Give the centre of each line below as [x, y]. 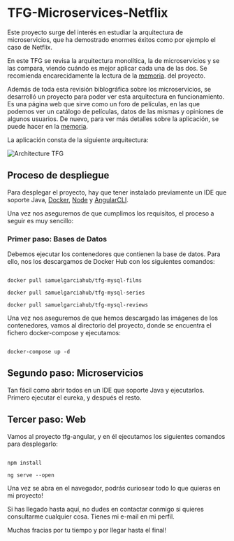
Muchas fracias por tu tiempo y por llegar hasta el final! [87, 530]
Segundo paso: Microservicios [75, 373]
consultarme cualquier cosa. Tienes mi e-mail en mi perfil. [91, 517]
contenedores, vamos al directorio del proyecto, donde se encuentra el [109, 325]
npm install [24, 463]
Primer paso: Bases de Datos [57, 239]
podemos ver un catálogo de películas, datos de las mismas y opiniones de [115, 111]
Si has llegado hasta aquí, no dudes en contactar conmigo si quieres [105, 509]
